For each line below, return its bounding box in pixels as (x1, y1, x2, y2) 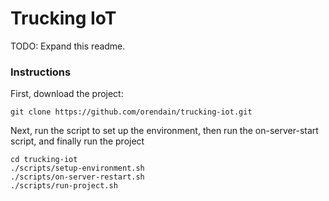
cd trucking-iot (10, 155, 78, 165)
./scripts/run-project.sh (10, 181, 118, 191)
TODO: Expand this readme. (10, 40, 126, 52)
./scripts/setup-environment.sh (10, 163, 145, 174)
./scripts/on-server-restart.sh (10, 172, 145, 182)
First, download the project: (10, 88, 124, 100)
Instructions (10, 65, 72, 79)
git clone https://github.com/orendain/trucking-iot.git (10, 107, 253, 117)
